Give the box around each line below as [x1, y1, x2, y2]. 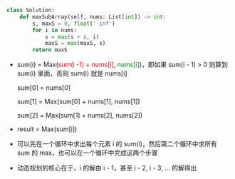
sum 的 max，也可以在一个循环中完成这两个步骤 [16, 148, 158, 157]
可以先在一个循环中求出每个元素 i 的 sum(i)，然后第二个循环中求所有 [16, 140, 218, 148]
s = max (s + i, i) [44, 33, 100, 41]
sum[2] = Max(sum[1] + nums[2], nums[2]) [16, 111, 143, 120]
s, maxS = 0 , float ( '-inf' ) [32, 20, 115, 27]
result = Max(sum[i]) [16, 125, 78, 133]
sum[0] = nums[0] [16, 83, 71, 92]
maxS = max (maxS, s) [44, 40, 106, 47]
